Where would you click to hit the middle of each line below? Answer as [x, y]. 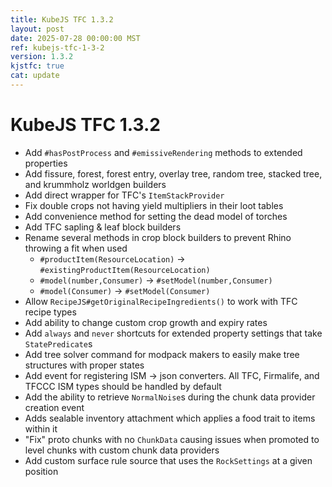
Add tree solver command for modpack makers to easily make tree [162, 354]
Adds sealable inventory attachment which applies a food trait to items [170, 418]
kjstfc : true [37, 66]
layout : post [37, 29]
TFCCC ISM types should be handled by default [123, 386]
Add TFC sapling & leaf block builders [103, 227]
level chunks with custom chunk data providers [122, 450]
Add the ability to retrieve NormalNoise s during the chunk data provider [170, 397]
